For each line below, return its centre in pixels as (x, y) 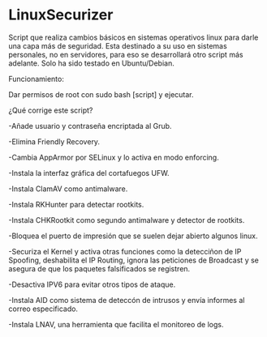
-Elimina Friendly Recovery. (54, 141)
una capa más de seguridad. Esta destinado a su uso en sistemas (118, 45)
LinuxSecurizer (61, 15)
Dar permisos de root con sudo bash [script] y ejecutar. (101, 94)
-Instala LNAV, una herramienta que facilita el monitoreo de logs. (116, 324)
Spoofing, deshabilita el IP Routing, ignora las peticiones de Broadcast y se (134, 260)
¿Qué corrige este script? (51, 110)
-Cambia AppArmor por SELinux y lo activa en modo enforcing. (114, 157)
